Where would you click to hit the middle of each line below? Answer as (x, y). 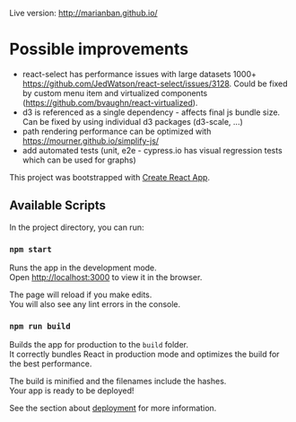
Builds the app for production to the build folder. (99, 345)
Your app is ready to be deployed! (72, 391)
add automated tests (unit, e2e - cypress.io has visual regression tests (152, 150)
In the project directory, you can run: (77, 227)
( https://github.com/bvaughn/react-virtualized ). (110, 102)
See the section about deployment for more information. (113, 409)
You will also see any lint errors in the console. (95, 304)
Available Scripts (57, 206)
